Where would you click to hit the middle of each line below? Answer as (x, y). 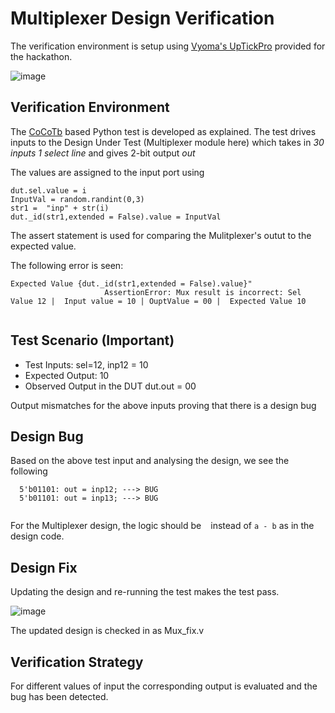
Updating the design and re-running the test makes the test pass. (145, 592)
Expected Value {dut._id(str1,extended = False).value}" (131, 283)
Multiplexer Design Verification (142, 18)
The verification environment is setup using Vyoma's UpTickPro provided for (168, 46)
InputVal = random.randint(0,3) (77, 199)
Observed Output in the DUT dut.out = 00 (110, 386)
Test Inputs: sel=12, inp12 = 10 (86, 364)
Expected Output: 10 (67, 375)
